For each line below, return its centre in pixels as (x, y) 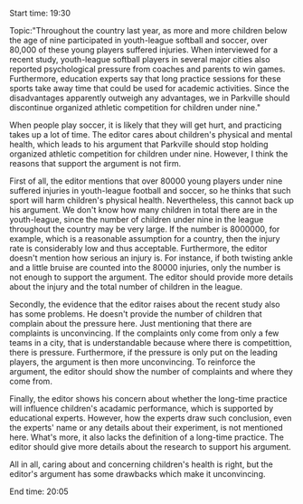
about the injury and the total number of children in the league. (126, 287)
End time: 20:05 (39, 491)
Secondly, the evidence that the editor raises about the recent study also (145, 304)
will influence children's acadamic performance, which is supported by (142, 408)
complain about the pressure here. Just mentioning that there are (131, 323)
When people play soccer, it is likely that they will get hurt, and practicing (146, 125)
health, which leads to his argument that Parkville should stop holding (139, 144)
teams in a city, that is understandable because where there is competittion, (151, 342)
